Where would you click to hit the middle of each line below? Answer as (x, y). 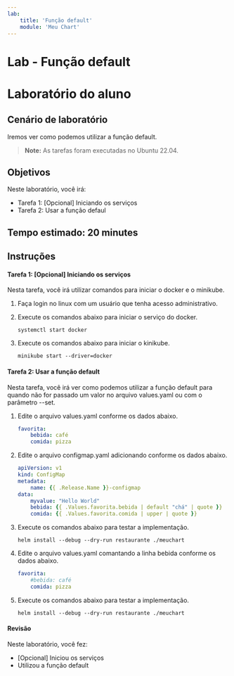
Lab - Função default (69, 62)
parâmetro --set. (32, 402)
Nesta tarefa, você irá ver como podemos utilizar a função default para (110, 387)
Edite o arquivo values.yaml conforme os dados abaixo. (97, 416)
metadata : (32, 481)
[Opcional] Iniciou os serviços (60, 658)
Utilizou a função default (53, 665)
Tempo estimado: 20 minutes (73, 232)
